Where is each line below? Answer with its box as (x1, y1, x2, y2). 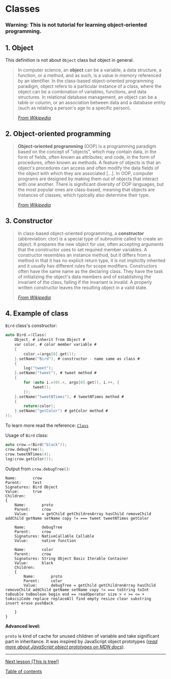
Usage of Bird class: (5, 432, 48, 439)
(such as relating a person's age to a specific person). (17, 105, 131, 111)
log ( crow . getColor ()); (5, 456, 53, 462)
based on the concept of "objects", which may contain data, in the (17, 149, 157, 155)
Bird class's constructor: (5, 323, 58, 329)
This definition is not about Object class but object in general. (5, 57, 134, 63)
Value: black (14, 560, 53, 566)
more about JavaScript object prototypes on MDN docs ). (5, 644, 125, 650)
